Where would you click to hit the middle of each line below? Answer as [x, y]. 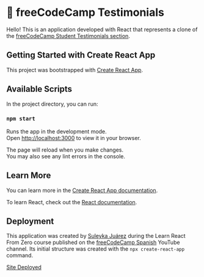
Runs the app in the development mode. [56, 131]
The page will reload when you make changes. [65, 150]
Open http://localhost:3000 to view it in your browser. [74, 138]
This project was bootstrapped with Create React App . [75, 70]
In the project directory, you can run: [52, 104]
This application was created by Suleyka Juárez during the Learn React [96, 236]
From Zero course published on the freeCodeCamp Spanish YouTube [93, 242]
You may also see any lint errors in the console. [66, 156]
